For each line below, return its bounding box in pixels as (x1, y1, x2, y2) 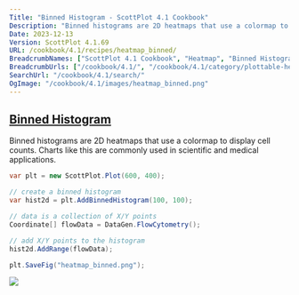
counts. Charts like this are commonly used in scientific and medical (9, 145, 260, 155)
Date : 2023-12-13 (9, 29, 74, 38)
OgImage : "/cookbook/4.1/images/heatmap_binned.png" (9, 79, 209, 88)
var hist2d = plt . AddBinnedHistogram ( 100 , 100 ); (9, 196, 193, 205)
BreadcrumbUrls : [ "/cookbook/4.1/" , (9, 63, 145, 72)
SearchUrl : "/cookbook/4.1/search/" (9, 71, 145, 80)
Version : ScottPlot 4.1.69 (9, 37, 109, 47)
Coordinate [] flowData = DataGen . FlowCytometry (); (9, 219, 201, 229)
